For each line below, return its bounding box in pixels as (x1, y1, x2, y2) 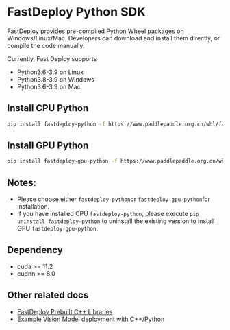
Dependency (7, 244, 63, 256)
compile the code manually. (7, 41, 85, 49)
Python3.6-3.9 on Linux (16, 68, 84, 76)
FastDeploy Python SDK (7, 4, 146, 20)
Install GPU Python (7, 140, 89, 152)
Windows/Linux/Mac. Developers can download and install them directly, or (7, 34, 220, 42)
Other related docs (7, 290, 89, 301)
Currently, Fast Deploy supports (7, 54, 97, 62)
